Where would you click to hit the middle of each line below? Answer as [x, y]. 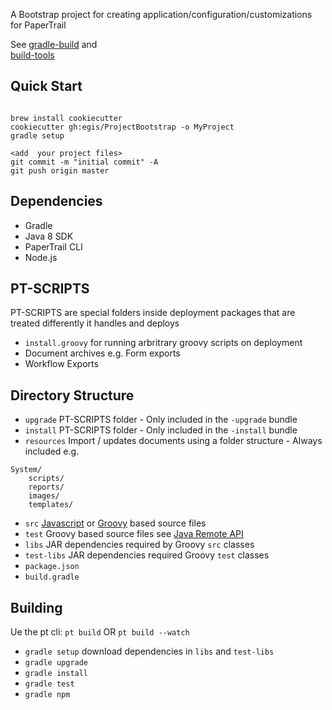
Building [36, 607]
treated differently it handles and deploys [95, 323]
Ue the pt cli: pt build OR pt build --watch [100, 632]
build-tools [32, 55]
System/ [26, 470]
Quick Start [46, 86]
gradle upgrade [56, 663]
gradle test [49, 684]
